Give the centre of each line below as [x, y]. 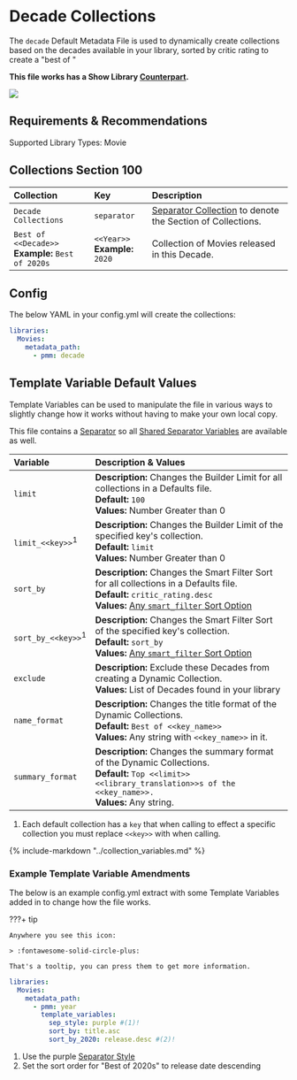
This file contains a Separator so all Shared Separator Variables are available [148, 431]
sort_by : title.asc [84, 1031]
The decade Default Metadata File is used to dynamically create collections [145, 41]
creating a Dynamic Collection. [159, 678]
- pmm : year [54, 1007]
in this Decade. [183, 254]
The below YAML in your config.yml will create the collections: [122, 315]
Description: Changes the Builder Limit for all [189, 477]
